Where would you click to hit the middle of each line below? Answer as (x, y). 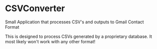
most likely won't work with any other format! (50, 41)
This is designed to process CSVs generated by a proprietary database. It (78, 36)
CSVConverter (35, 8)
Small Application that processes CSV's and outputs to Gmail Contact (75, 22)
